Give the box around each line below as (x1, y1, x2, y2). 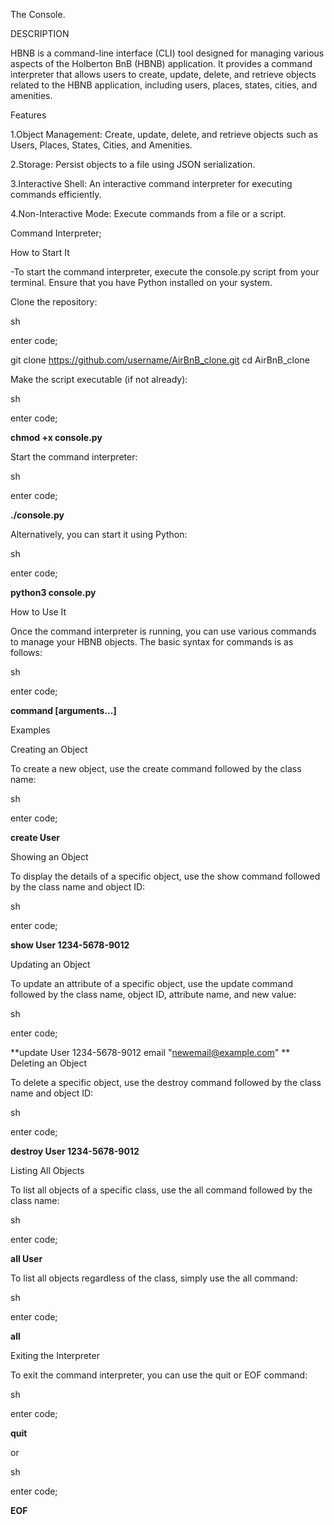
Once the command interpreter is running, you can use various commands (10, 625, 317, 637)
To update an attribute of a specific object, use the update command (10, 978, 293, 989)
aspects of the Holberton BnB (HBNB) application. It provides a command (10, 58, 313, 69)
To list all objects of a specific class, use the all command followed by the (10, 1184, 313, 1196)
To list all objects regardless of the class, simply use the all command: (10, 1272, 298, 1284)
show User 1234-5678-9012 (10, 939, 130, 951)
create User (10, 832, 60, 843)
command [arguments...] (10, 705, 117, 716)
